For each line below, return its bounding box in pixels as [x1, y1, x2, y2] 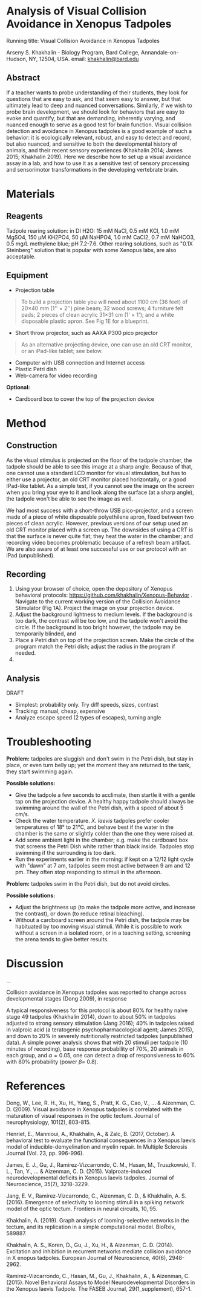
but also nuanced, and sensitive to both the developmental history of [6, 140, 178, 148]
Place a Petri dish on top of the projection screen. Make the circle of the [15, 637, 195, 644]
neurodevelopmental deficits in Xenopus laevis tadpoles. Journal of [6, 1174, 174, 1181]
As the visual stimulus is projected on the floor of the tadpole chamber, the [6, 456, 192, 464]
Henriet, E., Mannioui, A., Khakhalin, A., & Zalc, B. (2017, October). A [6, 1131, 175, 1137]
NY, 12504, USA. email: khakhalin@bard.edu [28, 55, 139, 62]
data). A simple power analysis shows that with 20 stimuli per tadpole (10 [6, 1039, 188, 1047]
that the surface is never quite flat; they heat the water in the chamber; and [6, 532, 194, 539]
